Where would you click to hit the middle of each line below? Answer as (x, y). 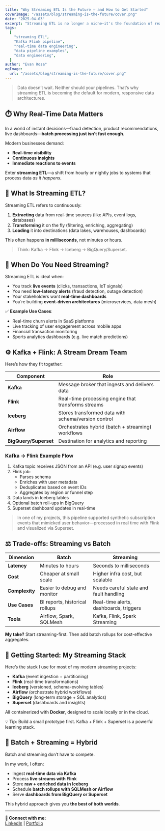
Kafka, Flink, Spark (115, 616)
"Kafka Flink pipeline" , (39, 42)
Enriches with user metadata (48, 482)
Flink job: (21, 472)
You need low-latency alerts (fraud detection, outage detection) (78, 291)
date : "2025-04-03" (25, 19)
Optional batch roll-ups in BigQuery (48, 503)
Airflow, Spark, (57, 616)
